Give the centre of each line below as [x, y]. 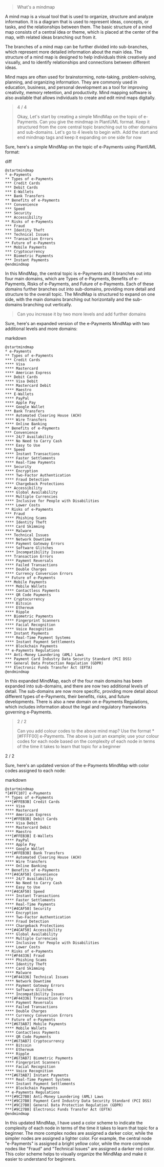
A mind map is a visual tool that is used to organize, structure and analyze [79, 16]
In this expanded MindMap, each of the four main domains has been [74, 681]
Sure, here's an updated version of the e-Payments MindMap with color [77, 765]
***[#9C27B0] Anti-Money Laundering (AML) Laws [54, 1097]
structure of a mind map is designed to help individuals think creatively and [81, 57]
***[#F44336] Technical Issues [37, 977]
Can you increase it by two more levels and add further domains [82, 314]
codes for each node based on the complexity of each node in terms [86, 741]
